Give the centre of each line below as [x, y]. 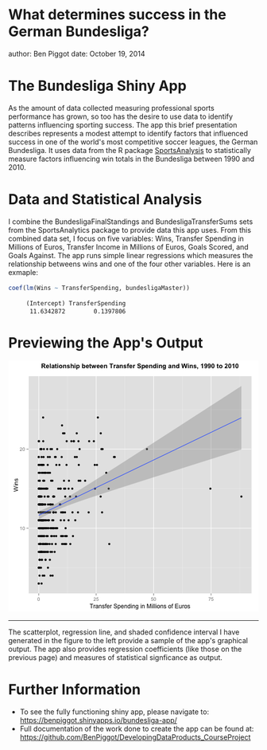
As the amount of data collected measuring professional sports [111, 108]
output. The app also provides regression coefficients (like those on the [125, 649]
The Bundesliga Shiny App [97, 86]
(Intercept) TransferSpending [76, 303]
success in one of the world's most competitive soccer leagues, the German [133, 142]
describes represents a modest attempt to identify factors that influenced [128, 133]
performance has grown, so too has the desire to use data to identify [120, 116]
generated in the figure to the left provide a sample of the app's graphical [128, 640]
